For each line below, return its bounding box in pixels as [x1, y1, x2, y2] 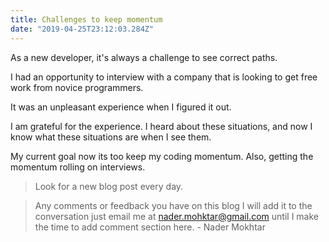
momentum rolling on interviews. [10, 161, 146, 173]
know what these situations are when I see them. [10, 131, 212, 143]
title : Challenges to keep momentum [10, 14, 163, 25]
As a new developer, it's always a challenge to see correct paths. [10, 51, 278, 63]
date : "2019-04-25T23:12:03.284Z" [10, 24, 155, 34]
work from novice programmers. [10, 81, 144, 93]
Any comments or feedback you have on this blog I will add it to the [34, 199, 313, 211]
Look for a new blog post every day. [34, 180, 184, 192]
